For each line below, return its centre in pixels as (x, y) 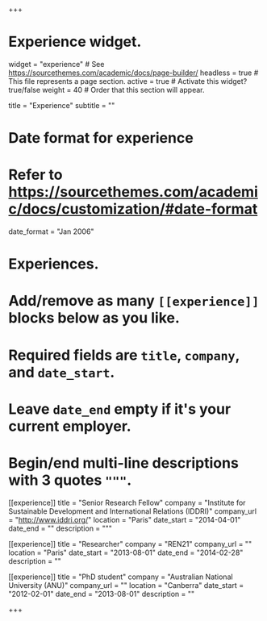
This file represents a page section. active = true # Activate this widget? (128, 81)
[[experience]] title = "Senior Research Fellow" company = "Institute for (127, 502)
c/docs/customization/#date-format (133, 209)
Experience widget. (75, 42)
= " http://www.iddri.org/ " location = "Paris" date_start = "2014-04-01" (125, 519)
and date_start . (62, 372)
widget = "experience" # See (56, 64)
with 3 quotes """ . (70, 480)
